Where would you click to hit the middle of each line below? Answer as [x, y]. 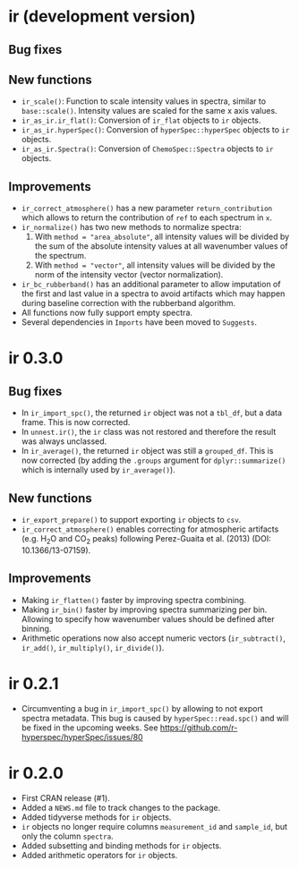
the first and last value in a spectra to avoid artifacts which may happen [153, 294]
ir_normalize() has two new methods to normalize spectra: [132, 227]
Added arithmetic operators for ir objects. [99, 855]
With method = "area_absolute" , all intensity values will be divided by [162, 237]
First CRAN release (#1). [66, 797]
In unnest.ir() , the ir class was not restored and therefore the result [149, 432]
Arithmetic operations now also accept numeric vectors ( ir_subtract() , [153, 638]
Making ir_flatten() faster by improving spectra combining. [134, 600]
